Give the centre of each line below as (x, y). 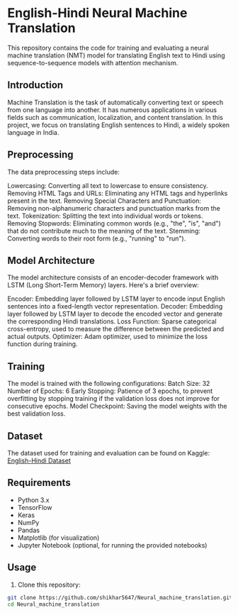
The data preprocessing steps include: (64, 172)
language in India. (33, 132)
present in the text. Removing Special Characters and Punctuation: (104, 201)
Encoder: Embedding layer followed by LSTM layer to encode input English (116, 299)
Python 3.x (33, 500)
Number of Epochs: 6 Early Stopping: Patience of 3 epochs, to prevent (110, 391)
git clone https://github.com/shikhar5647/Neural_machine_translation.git (120, 597)
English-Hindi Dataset (39, 460)
